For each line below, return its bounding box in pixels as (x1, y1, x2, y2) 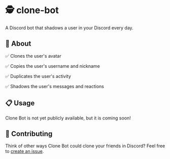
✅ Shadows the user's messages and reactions (5, 83, 104, 89)
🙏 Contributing (5, 129, 53, 138)
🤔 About (5, 39, 31, 48)
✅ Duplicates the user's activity (5, 73, 71, 79)
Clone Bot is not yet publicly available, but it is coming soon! (5, 115, 131, 121)
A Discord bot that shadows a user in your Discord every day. (5, 24, 133, 31)
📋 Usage (5, 99, 35, 107)
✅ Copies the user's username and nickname (5, 63, 100, 69)
